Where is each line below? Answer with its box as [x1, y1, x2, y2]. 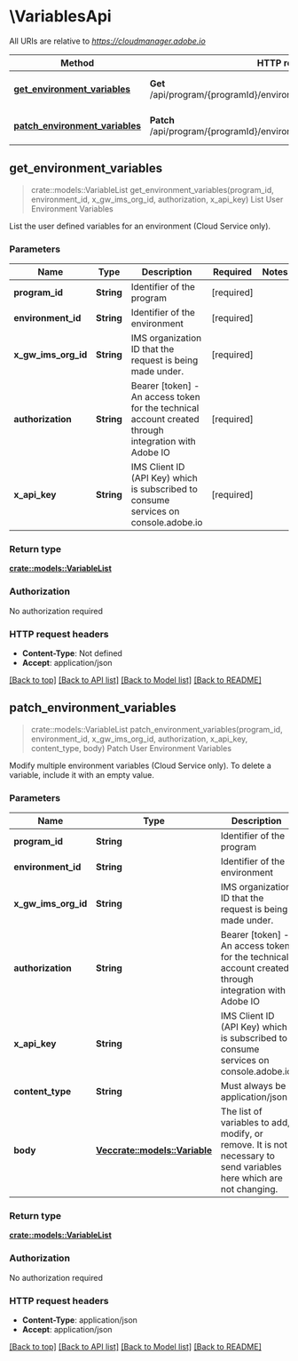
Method [60, 56, 95, 68]
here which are [220, 1172, 284, 1184]
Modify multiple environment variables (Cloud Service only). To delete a [9, 760, 272, 771]
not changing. [220, 1183, 278, 1196]
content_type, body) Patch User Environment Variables [30, 742, 232, 753]
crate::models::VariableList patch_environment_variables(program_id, [30, 724, 283, 734]
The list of [220, 1105, 263, 1117]
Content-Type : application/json [21, 1314, 137, 1325]
